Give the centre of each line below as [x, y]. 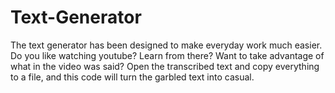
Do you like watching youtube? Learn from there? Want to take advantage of [167, 55]
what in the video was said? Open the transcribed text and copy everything [165, 66]
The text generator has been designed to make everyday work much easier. [166, 45]
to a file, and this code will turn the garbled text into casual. [132, 77]
